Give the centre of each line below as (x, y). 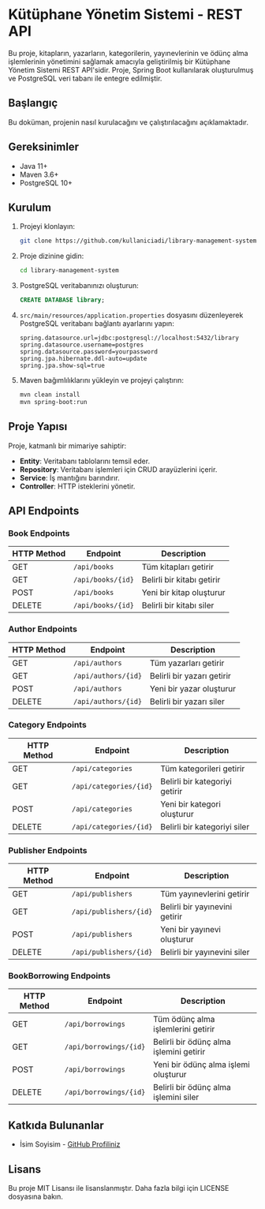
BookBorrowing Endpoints (60, 976)
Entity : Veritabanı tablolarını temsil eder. (85, 461)
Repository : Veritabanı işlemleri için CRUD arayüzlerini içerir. (118, 469)
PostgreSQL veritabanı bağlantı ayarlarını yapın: (97, 324)
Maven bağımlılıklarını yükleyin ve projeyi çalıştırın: (101, 380)
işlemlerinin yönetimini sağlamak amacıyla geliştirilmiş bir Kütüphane (119, 62)
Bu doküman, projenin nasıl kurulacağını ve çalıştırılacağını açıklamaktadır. (129, 122)
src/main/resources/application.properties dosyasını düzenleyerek (131, 315)
